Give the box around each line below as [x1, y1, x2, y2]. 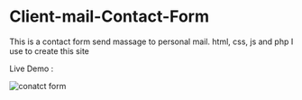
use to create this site [9, 45, 90, 56]
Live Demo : [9, 63, 54, 74]
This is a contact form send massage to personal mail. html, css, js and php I [9, 36, 294, 47]
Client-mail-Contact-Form [9, 6, 210, 27]
